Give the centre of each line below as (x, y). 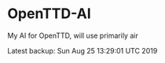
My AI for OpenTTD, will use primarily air (73, 35)
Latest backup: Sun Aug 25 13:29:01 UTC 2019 (82, 50)
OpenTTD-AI (49, 14)
